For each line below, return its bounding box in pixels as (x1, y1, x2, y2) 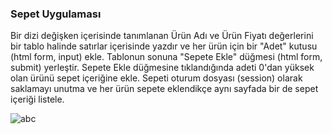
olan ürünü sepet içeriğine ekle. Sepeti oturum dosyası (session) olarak (10, 72, 303, 84)
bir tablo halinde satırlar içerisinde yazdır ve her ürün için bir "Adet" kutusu (10, 40, 318, 52)
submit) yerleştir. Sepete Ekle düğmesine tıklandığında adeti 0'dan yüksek (10, 62, 315, 74)
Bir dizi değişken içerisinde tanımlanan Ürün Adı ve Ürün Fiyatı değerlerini (10, 30, 314, 42)
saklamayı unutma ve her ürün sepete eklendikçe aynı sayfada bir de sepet (10, 83, 319, 95)
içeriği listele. (10, 93, 65, 106)
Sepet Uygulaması (10, 7, 102, 21)
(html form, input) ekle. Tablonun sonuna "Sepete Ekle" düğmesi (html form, (10, 51, 323, 63)
